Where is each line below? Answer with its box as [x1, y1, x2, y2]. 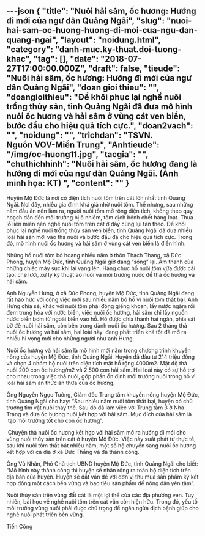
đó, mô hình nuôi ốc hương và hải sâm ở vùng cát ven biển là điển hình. [6, 240, 186, 247]
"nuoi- [166, 16, 192, 26]
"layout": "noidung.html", [59, 35, 161, 45]
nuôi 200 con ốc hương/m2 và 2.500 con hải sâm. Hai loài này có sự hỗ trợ [6, 366, 195, 373]
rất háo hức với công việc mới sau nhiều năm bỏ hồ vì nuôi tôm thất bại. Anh [6, 296, 198, 303]
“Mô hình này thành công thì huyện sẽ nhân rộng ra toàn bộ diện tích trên [6, 466, 192, 474]
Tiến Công [6, 523, 33, 530]
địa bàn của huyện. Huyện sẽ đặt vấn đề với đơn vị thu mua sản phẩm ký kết [6, 473, 199, 480]
